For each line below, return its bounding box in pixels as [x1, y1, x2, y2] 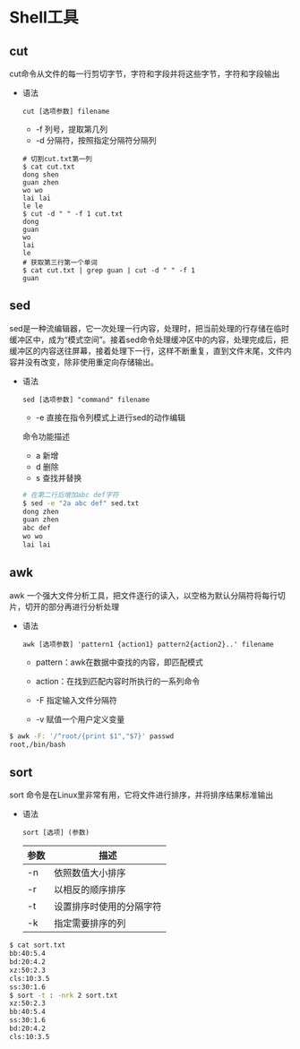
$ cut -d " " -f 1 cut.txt [21, 210, 124, 219]
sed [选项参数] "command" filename [21, 395, 150, 404]
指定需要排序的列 [53, 917, 126, 930]
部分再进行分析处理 [47, 601, 119, 612]
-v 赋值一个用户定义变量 [35, 713, 125, 725]
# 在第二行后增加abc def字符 [21, 490, 119, 499]
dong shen [21, 170, 60, 179]
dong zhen [21, 507, 60, 516]
